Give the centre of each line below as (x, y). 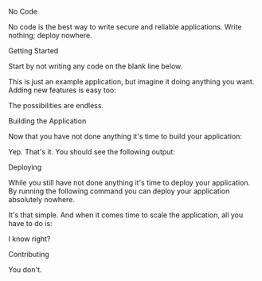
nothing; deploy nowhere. (51, 35)
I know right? (29, 239)
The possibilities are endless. (56, 105)
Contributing (29, 254)
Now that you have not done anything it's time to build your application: (125, 136)
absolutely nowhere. (42, 199)
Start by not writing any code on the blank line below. (96, 66)
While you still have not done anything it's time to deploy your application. (129, 183)
